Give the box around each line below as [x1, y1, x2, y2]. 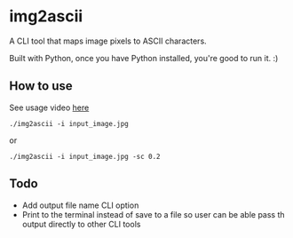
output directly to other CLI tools [21, 218, 141, 229]
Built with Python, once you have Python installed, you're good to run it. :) [9, 52, 279, 63]
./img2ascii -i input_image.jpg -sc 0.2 [9, 152, 162, 161]
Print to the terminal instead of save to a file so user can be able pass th [21, 209, 286, 219]
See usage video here [9, 102, 90, 113]
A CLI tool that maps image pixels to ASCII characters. [9, 36, 207, 46]
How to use [9, 78, 73, 94]
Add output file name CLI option [21, 200, 139, 210]
